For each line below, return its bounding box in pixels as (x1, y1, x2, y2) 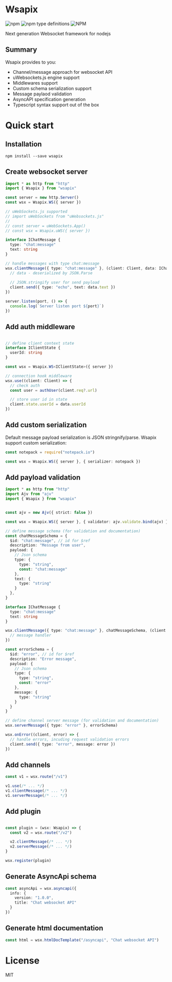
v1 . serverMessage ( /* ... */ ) (5, 793, 68, 798)
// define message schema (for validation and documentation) (5, 528, 141, 534)
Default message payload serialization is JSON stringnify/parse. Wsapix (5, 434, 157, 440)
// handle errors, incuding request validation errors (10, 737, 130, 742)
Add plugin (5, 807, 41, 816)
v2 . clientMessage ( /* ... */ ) (10, 839, 72, 845)
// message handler (10, 633, 52, 638)
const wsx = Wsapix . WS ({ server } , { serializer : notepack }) (5, 459, 141, 464)
